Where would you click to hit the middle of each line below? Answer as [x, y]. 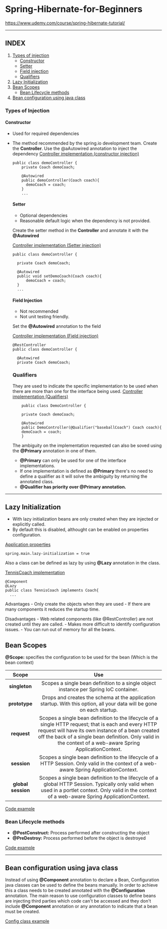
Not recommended [39, 311]
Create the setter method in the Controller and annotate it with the [80, 231]
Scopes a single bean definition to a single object [99, 683]
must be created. [23, 912]
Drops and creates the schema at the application [99, 697]
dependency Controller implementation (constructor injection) [76, 153]
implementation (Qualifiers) [40, 397]
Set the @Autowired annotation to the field [56, 326]
